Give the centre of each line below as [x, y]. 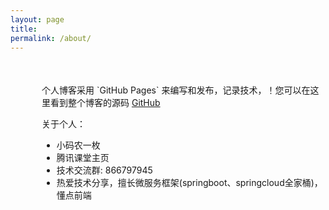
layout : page [37, 19]
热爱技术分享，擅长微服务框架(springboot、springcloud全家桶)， [189, 183]
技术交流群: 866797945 [104, 170]
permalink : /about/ [51, 38]
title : [24, 29]
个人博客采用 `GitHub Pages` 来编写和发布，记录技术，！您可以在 [176, 90]
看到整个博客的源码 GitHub [105, 103]
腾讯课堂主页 [83, 158]
